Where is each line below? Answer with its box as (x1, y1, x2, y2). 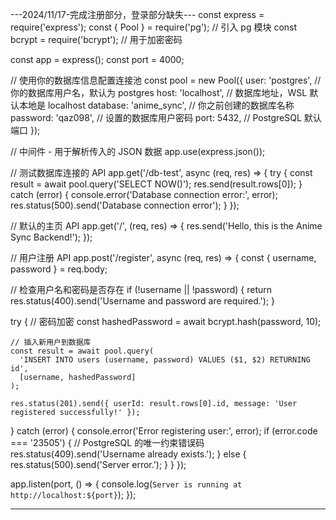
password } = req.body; (10, 263, 108, 275)
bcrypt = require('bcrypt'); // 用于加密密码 (10, 34, 183, 45)
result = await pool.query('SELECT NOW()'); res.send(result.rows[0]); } (10, 178, 303, 190)
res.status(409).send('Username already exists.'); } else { (10, 448, 247, 460)
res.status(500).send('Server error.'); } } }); (10, 459, 187, 470)
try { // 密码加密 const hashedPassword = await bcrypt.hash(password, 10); (10, 316, 322, 327)
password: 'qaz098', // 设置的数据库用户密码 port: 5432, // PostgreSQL (10, 112, 302, 123)
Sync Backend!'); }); (10, 231, 93, 243)
